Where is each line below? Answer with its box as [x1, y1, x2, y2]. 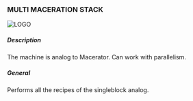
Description [7, 35, 42, 44]
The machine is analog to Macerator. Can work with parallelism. [7, 53, 187, 61]
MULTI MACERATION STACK [7, 5, 104, 14]
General [7, 68, 31, 76]
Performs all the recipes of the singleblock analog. [7, 86, 149, 94]
